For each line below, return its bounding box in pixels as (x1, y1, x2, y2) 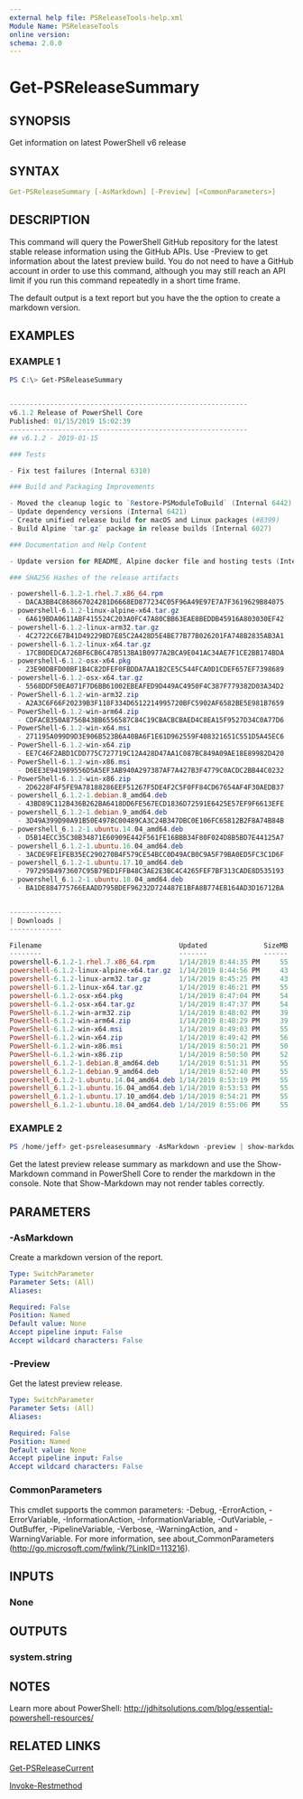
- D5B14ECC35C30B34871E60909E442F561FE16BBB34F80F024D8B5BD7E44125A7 (17, 833, 284, 842)
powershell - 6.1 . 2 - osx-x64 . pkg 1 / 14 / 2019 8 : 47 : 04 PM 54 (9, 991, 289, 1000)
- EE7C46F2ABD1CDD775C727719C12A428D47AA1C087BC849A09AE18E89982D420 (17, 749, 284, 758)
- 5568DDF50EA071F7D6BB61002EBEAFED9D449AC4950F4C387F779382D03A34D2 (17, 682, 284, 692)
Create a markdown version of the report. (9, 1251, 164, 1262)
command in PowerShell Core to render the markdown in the (50, 1168, 276, 1180)
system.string (9, 1651, 72, 1663)
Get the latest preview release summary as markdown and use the (9, 1159, 255, 1170)
